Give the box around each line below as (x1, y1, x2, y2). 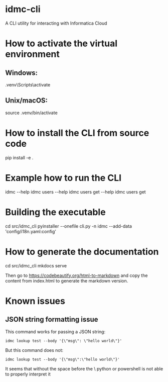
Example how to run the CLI (5, 172, 122, 183)
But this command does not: (5, 347, 64, 353)
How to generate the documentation (5, 246, 159, 257)
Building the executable (5, 206, 106, 218)
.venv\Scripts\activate (5, 81, 51, 87)
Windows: (5, 68, 38, 77)
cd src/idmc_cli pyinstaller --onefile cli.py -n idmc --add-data (5, 223, 132, 229)
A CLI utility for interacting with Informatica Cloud (5, 20, 107, 26)
